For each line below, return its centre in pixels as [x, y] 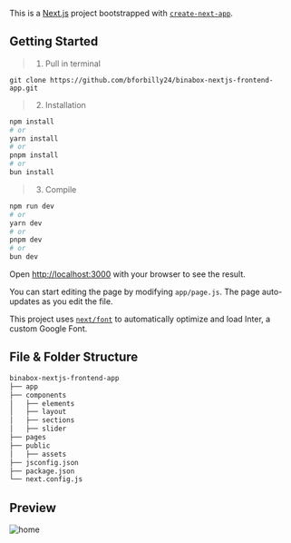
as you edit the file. [78, 301]
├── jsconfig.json [44, 462]
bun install [32, 173]
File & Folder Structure [74, 357]
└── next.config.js [46, 479]
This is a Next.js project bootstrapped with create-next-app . [121, 13]
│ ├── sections [42, 420]
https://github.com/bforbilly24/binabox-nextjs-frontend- [161, 80]
